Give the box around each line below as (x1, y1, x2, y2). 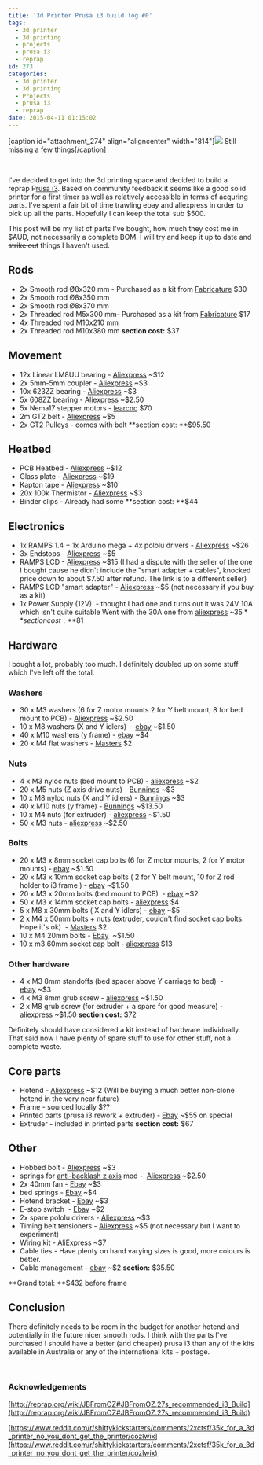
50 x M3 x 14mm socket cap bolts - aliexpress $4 (19, 897, 180, 907)
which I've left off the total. (8, 668, 95, 677)
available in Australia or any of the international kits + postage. (8, 1346, 210, 1356)
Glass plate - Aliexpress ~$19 (19, 472, 115, 481)
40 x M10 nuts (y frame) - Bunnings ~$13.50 (19, 801, 163, 811)
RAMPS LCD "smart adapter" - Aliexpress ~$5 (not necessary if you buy (19, 583, 254, 592)
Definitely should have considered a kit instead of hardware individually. (8, 1025, 241, 1035)
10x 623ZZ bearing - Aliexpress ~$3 (19, 386, 137, 396)
